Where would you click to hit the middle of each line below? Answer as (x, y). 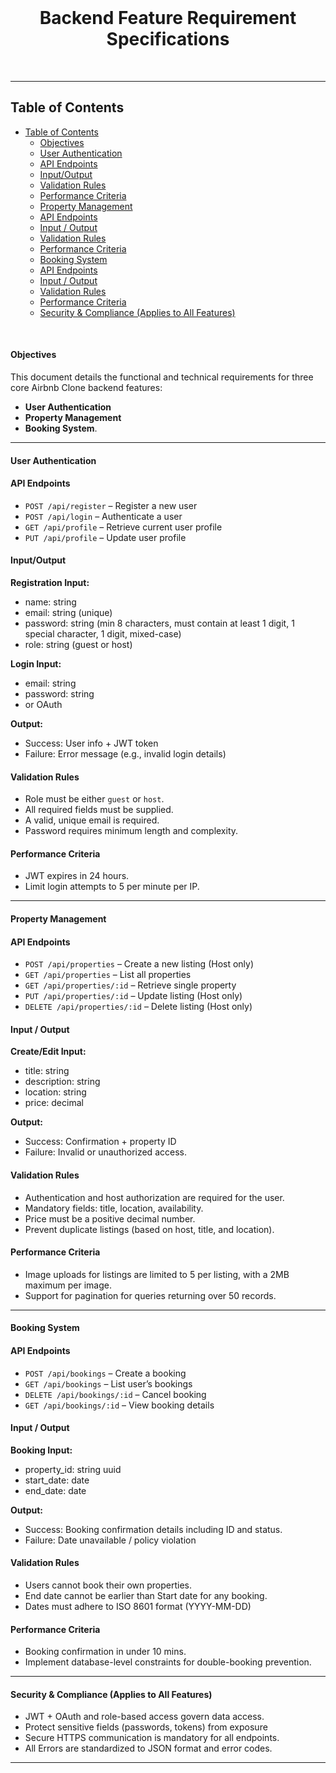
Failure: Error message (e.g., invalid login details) (125, 753)
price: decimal (54, 1103)
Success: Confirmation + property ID (100, 1142)
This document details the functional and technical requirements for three (162, 377)
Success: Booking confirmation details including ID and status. (153, 1529)
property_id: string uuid (73, 1469)
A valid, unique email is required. (92, 820)
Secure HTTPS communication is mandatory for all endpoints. (152, 1738)
